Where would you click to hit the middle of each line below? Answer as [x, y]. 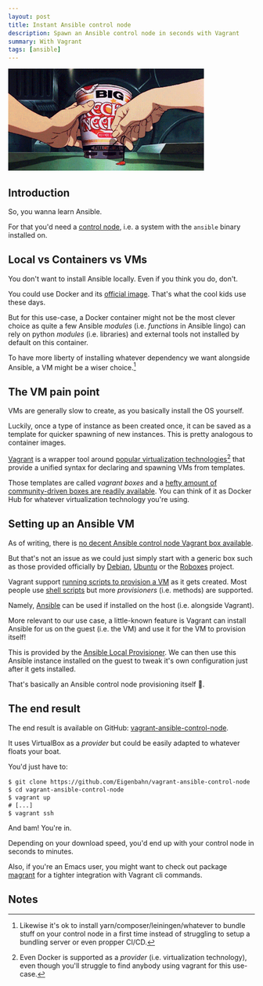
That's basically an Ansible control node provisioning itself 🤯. [106, 684]
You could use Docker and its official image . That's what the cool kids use [127, 293]
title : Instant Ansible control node [70, 25]
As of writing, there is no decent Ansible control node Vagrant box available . [131, 543]
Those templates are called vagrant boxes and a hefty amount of [113, 482]
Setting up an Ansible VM [71, 524]
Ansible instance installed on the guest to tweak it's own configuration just [128, 660]
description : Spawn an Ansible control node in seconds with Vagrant [124, 33]
